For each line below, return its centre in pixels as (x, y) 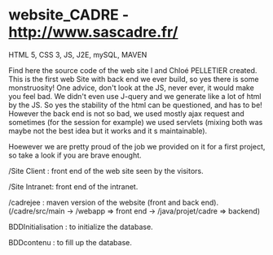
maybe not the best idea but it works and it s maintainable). (108, 131)
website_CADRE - (69, 15)
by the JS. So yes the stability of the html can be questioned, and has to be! (135, 105)
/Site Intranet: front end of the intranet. (73, 186)
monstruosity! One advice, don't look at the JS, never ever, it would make (131, 88)
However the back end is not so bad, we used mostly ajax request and (126, 113)
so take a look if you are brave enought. (75, 155)
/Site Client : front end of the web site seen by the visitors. (106, 171)
